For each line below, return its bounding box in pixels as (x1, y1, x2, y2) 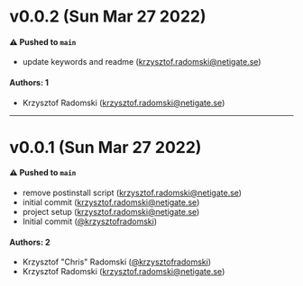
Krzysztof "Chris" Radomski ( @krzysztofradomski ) (22, 256, 212, 267)
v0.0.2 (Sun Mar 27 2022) (9, 6, 207, 27)
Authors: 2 (9, 237, 50, 247)
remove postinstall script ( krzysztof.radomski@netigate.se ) (22, 187, 242, 198)
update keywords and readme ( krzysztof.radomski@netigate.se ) (22, 57, 262, 67)
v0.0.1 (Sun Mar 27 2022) (9, 137, 202, 157)
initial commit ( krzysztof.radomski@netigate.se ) (22, 196, 200, 208)
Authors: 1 (9, 76, 50, 87)
